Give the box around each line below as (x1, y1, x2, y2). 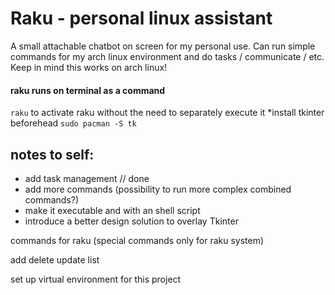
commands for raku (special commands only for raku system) (10, 234, 265, 246)
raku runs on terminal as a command (10, 84, 166, 96)
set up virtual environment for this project (10, 273, 182, 285)
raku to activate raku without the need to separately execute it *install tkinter (10, 107, 325, 119)
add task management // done (24, 172, 150, 184)
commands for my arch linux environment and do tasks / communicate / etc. (10, 50, 325, 62)
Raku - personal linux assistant (10, 7, 273, 30)
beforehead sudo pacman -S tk (10, 117, 137, 129)
